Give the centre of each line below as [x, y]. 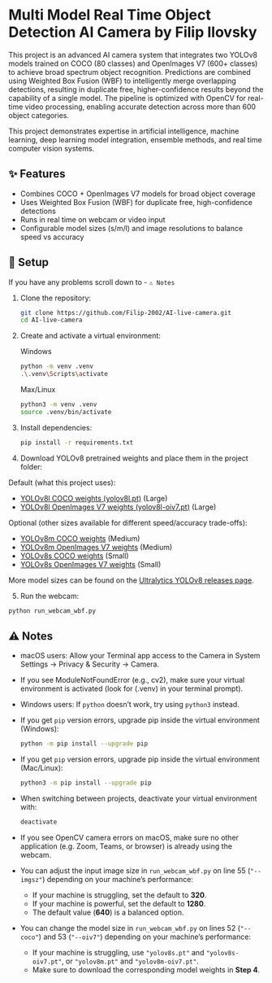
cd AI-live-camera [51, 320]
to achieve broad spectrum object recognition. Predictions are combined [130, 72]
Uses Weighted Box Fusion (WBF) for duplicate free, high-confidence [136, 202]
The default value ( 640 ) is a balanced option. [108, 912]
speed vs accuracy [52, 237]
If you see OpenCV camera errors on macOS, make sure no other [130, 837]
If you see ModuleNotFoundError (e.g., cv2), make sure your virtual [132, 680]
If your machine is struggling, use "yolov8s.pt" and [118, 952]
